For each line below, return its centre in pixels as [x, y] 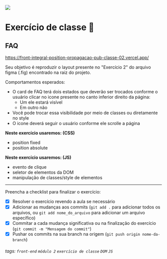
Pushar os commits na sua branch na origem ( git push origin [76, 234]
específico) [24, 218]
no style [21, 118]
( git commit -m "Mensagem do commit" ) [52, 229]
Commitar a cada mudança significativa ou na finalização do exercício [84, 223]
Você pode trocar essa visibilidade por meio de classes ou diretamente [85, 113]
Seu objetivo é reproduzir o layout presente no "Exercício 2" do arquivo [78, 67]
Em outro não [34, 107]
